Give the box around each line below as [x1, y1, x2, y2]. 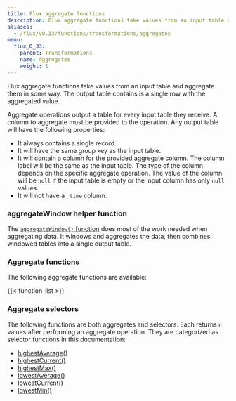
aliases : [7, 23, 33, 30]
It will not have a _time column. [17, 191, 107, 199]
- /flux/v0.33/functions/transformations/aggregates [13, 29, 171, 37]
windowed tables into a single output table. [7, 239, 132, 248]
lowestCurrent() [17, 379, 63, 387]
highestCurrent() [17, 356, 66, 364]
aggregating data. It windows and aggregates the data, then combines [7, 232, 211, 240]
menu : [7, 37, 23, 44]
